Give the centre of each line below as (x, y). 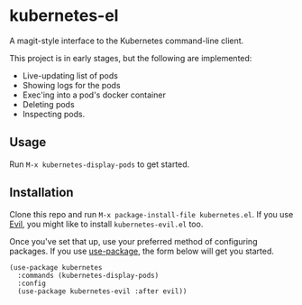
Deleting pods (48, 104)
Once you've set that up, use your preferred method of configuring (133, 241)
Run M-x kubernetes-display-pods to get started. (100, 164)
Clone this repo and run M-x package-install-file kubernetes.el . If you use (151, 214)
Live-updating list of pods (70, 75)
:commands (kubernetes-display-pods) (88, 275)
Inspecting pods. (54, 114)
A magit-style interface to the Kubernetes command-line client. (127, 41)
